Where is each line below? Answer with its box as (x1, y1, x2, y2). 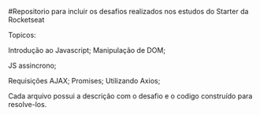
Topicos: (8, 31, 37, 39)
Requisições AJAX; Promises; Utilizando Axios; (8, 76, 161, 85)
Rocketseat (8, 15, 45, 24)
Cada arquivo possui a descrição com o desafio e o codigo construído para (8, 91, 253, 101)
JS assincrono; (8, 61, 57, 70)
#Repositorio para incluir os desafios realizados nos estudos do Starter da (8, 7, 249, 16)
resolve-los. (8, 100, 47, 109)
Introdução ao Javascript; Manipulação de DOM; (8, 46, 166, 54)
